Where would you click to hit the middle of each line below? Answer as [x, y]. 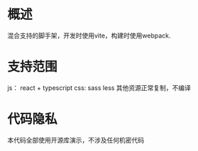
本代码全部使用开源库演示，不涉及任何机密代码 [76, 140]
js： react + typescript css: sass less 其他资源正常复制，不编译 [99, 88]
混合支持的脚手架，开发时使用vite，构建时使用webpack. [89, 35]
